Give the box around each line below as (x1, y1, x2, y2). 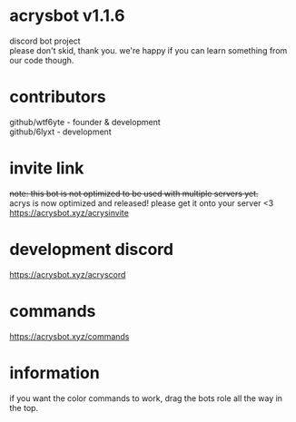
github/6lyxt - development (9, 126, 112, 137)
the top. (9, 402, 39, 413)
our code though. (9, 54, 74, 65)
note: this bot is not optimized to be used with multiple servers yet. (9, 188, 259, 199)
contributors (9, 87, 106, 107)
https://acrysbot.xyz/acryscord (9, 269, 126, 280)
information (9, 362, 100, 383)
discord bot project (9, 35, 81, 46)
